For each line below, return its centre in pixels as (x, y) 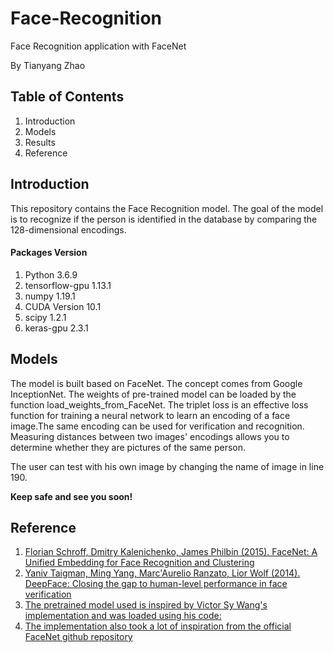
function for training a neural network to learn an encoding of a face (150, 415)
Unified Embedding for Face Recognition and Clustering (139, 563)
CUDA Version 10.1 (63, 306)
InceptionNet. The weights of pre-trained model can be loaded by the (153, 394)
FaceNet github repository (78, 637)
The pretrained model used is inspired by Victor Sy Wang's (146, 605)
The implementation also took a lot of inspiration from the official (158, 626)
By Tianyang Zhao (48, 65)
